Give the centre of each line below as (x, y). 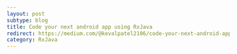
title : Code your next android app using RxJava (80, 27)
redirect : (21, 33)
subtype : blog (28, 20)
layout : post (26, 14)
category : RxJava (32, 40)
